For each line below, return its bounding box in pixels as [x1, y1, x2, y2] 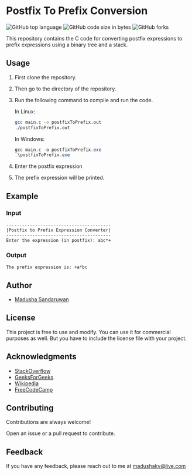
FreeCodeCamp [14, 386, 53, 393]
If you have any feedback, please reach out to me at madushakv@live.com [6, 463, 186, 470]
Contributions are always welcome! [6, 419, 91, 426]
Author [6, 280, 32, 290]
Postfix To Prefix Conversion [6, 4, 148, 18]
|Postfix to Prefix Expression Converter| [6, 227, 111, 233]
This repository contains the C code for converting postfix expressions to [6, 35, 183, 42]
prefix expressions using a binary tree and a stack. [6, 41, 128, 48]
